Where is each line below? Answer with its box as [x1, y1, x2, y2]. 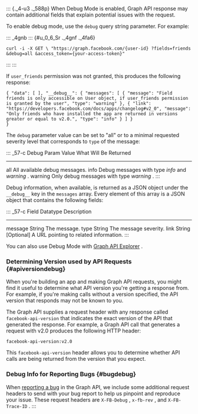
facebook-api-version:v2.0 [6, 339, 72, 345]
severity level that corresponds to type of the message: [6, 138, 140, 145]
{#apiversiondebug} [6, 265, 66, 273]
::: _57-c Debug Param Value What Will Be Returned [6, 149, 131, 156]
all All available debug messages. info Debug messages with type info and [6, 167, 187, 173]
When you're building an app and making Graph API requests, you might [6, 278, 181, 285]
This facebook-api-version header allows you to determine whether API [6, 349, 180, 356]
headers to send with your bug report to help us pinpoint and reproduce [6, 390, 181, 397]
